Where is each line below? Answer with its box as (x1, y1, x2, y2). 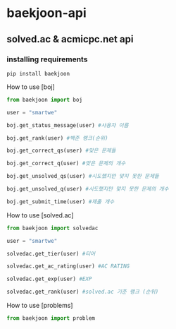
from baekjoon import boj (6, 96, 82, 103)
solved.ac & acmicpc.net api (6, 33, 134, 45)
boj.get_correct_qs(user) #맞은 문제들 (6, 147, 116, 155)
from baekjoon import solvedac (6, 225, 99, 232)
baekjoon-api (6, 5, 87, 21)
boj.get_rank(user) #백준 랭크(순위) (6, 134, 108, 142)
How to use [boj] (6, 83, 56, 91)
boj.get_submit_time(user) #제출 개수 (6, 198, 115, 205)
